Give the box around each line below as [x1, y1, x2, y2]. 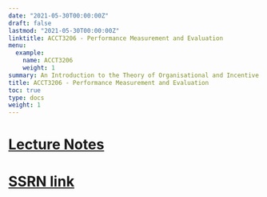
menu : [8, 42, 26, 50]
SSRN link [8, 172, 74, 191]
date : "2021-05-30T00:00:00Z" [8, 11, 110, 20]
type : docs [8, 94, 45, 102]
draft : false [8, 19, 52, 27]
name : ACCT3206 [22, 57, 74, 65]
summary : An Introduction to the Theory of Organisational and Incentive [8, 71, 260, 79]
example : [15, 49, 45, 57]
